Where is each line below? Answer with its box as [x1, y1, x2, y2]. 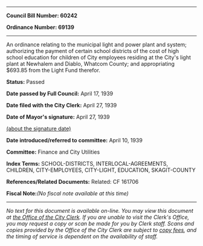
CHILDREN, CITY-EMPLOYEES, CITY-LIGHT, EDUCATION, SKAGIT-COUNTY [6, 166, 196, 174]
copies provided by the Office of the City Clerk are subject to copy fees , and [6, 227, 197, 233]
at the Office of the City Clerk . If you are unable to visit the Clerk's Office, [6, 213, 190, 221]
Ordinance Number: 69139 [6, 24, 74, 31]
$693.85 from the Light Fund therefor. [6, 67, 101, 74]
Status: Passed [6, 78, 45, 85]
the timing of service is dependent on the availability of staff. [6, 233, 158, 240]
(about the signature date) [6, 125, 71, 132]
